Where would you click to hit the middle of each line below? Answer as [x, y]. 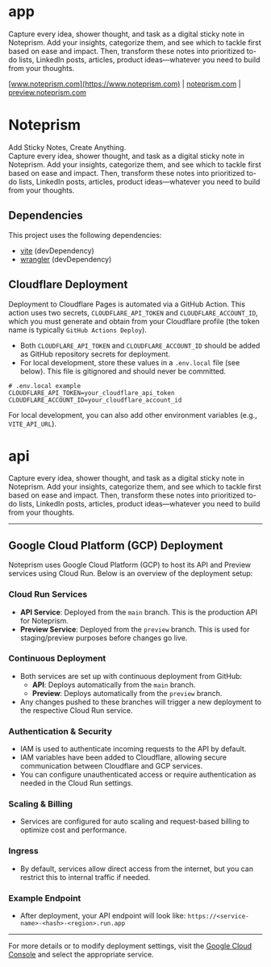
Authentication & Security [60, 731]
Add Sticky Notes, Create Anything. [67, 147]
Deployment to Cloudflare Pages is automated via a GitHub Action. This [127, 304]
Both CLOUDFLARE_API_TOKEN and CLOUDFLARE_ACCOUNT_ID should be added [140, 345]
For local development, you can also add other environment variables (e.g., [133, 415]
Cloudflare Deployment [68, 285]
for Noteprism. [44, 620]
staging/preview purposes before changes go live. [104, 638]
